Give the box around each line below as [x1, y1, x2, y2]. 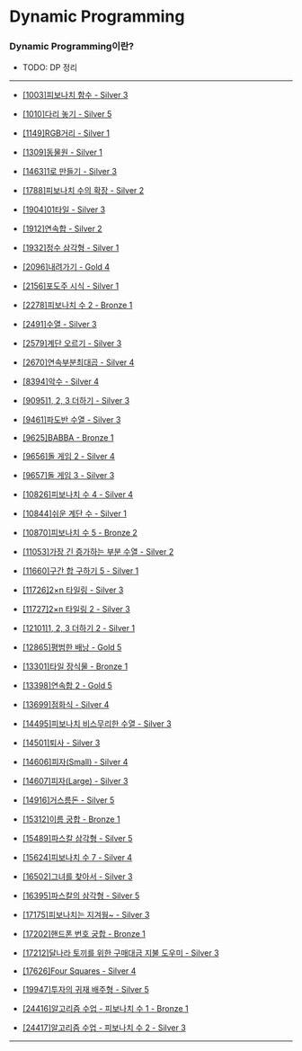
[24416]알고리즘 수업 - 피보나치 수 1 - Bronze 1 [22, 1003, 189, 1014]
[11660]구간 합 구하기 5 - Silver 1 [22, 566, 139, 576]
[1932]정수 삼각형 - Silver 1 [22, 243, 120, 254]
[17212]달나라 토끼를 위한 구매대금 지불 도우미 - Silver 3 [22, 948, 219, 958]
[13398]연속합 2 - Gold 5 [22, 681, 112, 691]
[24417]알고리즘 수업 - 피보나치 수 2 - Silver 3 [22, 1022, 186, 1033]
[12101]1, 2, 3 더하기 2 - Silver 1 [22, 623, 136, 634]
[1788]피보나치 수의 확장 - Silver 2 [22, 185, 145, 196]
